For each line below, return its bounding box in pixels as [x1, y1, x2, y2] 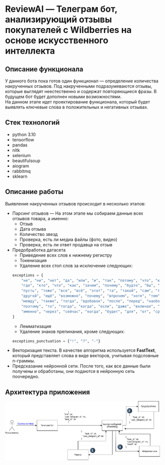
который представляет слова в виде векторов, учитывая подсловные [12, 353, 159, 359]
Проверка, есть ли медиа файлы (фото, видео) [19, 236, 118, 242]
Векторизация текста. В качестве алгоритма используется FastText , [12, 347, 156, 353]
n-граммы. [12, 358, 35, 364]
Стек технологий [5, 118, 60, 127]
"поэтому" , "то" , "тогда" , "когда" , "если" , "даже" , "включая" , [21, 304, 156, 309]
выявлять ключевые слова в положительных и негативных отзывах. [5, 104, 148, 110]
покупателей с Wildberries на [5, 25, 132, 35]
